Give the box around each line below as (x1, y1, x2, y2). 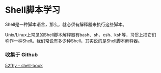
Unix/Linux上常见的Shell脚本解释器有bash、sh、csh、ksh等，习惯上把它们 (5, 32, 156, 37)
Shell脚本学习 (5, 4, 60, 16)
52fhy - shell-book (5, 63, 43, 69)
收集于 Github (5, 51, 38, 58)
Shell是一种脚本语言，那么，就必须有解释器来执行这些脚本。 (5, 21, 127, 27)
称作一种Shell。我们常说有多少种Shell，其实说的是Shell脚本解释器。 (5, 37, 142, 44)
